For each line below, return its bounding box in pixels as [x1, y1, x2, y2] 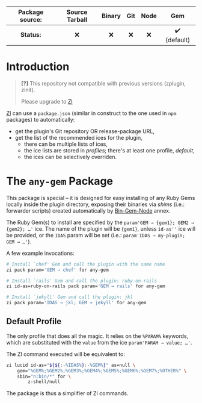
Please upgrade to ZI [20, 98, 73, 105]
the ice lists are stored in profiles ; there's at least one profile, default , [23, 146, 195, 154]
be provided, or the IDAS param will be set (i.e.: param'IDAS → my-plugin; [6, 231, 185, 239]
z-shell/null [28, 379, 61, 385]
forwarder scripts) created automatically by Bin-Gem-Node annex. [6, 207, 171, 214]
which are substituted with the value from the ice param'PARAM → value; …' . [6, 339, 192, 346]
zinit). [20, 86, 35, 93]
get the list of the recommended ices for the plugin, [14, 134, 142, 141]
